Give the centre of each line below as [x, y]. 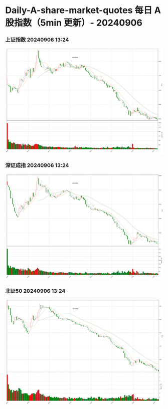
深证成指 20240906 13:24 [37, 165]
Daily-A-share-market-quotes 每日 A [83, 10]
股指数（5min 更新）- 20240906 [74, 23]
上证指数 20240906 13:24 [37, 40]
